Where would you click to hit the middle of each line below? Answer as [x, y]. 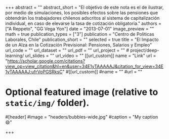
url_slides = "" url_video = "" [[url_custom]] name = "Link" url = [91, 56]
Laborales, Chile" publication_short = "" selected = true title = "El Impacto [82, 39]
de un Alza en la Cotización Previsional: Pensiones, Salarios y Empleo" [79, 45]
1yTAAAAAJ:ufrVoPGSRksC [34, 72]
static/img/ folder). [47, 103]
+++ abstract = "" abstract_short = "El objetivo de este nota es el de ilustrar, [85, 7]
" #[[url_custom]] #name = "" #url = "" [102, 72]
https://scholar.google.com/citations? [46, 61]
